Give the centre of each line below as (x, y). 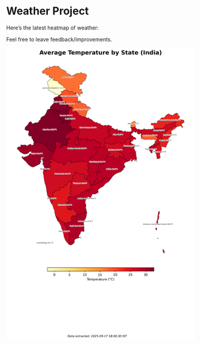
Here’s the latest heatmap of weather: (52, 28)
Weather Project (48, 11)
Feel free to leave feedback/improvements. (59, 39)
